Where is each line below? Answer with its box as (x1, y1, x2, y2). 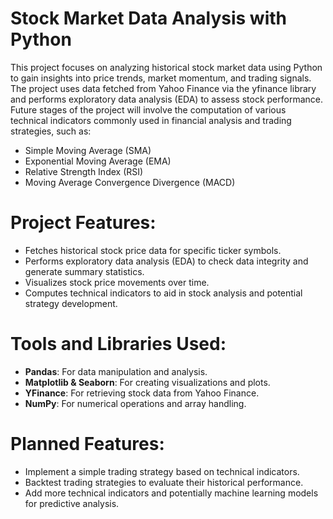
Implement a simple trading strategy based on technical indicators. (24, 465, 300, 477)
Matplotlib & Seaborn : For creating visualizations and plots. (24, 376, 271, 388)
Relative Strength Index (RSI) (24, 165, 144, 177)
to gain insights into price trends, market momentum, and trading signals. (10, 72, 312, 84)
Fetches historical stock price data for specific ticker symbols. (24, 244, 282, 256)
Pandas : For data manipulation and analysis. (24, 365, 208, 377)
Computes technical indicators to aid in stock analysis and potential (24, 287, 303, 299)
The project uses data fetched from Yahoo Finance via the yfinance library (10, 82, 317, 94)
